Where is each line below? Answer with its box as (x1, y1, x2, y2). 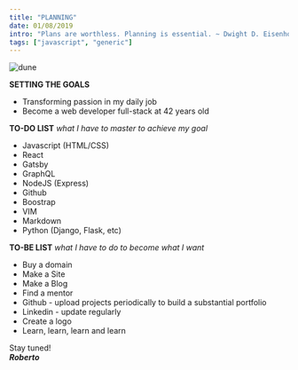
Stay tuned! (9, 342, 51, 353)
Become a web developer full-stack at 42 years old (21, 106, 210, 116)
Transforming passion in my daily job (21, 97, 158, 107)
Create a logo (21, 316, 73, 327)
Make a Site (21, 269, 66, 279)
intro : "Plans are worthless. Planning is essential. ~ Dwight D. (9, 29, 260, 38)
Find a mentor (21, 287, 74, 298)
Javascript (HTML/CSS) (21, 140, 109, 151)
